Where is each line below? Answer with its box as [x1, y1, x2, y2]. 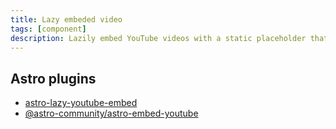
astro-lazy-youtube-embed [24, 97, 138, 109]
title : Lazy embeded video [10, 14, 123, 25]
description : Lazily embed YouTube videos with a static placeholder [10, 33, 307, 43]
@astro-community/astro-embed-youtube [24, 107, 199, 120]
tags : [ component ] [10, 24, 87, 34]
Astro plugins [10, 70, 97, 87]
